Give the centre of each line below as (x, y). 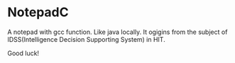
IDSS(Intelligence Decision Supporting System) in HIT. (86, 39)
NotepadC (38, 12)
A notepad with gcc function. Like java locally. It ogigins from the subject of (117, 32)
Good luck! (23, 53)
